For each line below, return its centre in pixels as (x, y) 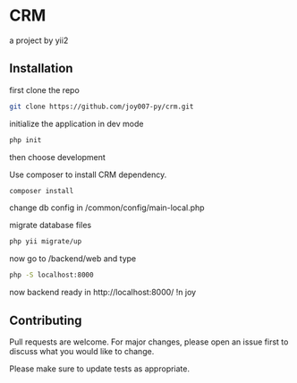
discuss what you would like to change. (82, 351)
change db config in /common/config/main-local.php (107, 208)
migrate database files (51, 226)
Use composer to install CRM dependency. (88, 174)
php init (25, 140)
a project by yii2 (39, 40)
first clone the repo (45, 89)
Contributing (46, 320)
